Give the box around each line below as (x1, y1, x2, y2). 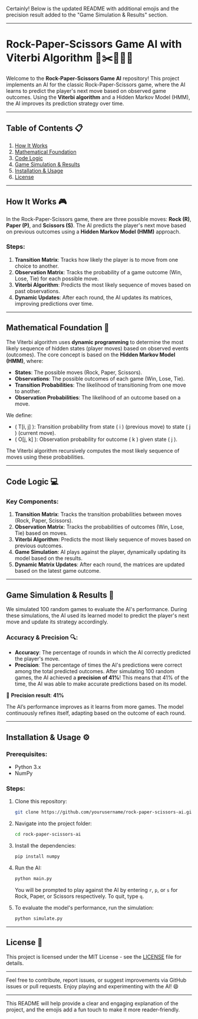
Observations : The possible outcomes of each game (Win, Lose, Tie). (14, 375, 185, 382)
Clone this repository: (14, 798, 67, 805)
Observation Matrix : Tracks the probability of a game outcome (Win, (14, 268, 183, 275)
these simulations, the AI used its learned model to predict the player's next (6, 612, 190, 619)
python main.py (14, 876, 52, 882)
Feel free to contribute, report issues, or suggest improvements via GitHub (6, 976, 187, 984)
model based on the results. (14, 555, 83, 562)
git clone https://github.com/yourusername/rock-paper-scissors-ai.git (14, 809, 194, 815)
